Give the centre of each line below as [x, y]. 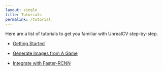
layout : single [21, 10]
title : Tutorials [24, 15]
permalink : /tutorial [28, 19]
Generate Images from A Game [45, 53]
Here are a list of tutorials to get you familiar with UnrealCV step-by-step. [82, 34]
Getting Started [28, 44]
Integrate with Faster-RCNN [42, 63]
